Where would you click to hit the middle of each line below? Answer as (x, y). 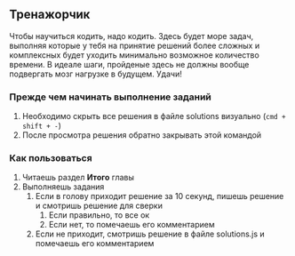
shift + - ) (42, 126)
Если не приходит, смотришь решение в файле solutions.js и (150, 234)
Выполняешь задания (63, 187)
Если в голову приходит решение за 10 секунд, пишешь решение (159, 196)
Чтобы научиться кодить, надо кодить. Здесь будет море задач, (132, 36)
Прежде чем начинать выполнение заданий (110, 97)
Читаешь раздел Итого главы (78, 178)
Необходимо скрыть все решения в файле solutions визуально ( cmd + (154, 116)
